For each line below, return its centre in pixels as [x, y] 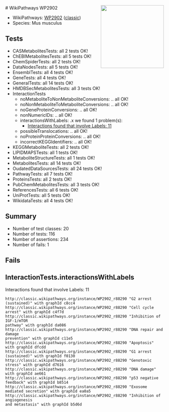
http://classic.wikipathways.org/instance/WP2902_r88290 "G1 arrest [78, 352]
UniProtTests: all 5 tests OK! [41, 195]
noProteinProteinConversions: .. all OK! [60, 136]
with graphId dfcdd [26, 347]
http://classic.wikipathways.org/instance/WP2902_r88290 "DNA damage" [81, 369]
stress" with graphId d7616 [35, 365]
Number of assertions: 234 [40, 239]
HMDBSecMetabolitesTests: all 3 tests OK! [56, 88]
